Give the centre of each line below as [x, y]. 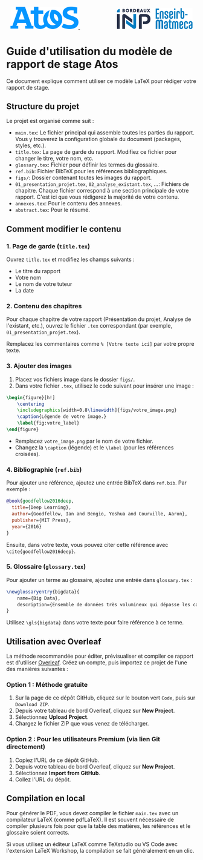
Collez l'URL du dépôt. [43, 779]
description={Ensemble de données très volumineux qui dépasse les [104, 604]
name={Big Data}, [39, 598]
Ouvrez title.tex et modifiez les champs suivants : [70, 260]
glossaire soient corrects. [38, 832]
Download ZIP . [32, 704]
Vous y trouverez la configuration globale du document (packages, [98, 139]
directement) [26, 747]
